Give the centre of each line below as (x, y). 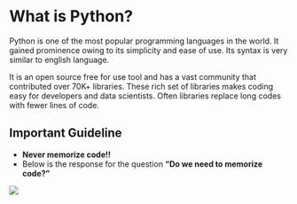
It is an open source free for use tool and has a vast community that (133, 76)
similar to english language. (59, 59)
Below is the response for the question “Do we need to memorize (142, 164)
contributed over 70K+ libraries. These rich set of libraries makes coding (141, 86)
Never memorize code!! (66, 154)
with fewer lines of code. (55, 105)
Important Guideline (66, 133)
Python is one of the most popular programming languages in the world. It (144, 41)
